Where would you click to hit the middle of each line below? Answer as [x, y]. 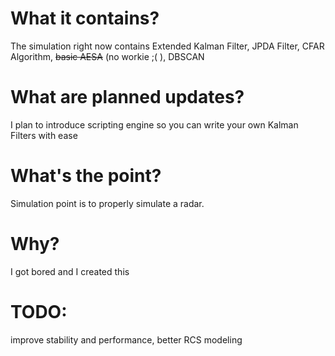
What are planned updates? [127, 97]
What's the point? [86, 176]
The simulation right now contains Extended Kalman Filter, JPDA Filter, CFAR [167, 46]
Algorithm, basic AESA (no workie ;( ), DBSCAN [107, 56]
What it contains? [85, 18]
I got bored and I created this [70, 271]
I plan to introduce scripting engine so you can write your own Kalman [154, 124]
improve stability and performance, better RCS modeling [126, 339]
